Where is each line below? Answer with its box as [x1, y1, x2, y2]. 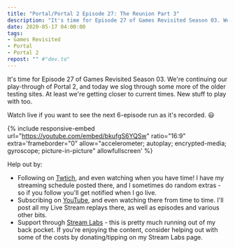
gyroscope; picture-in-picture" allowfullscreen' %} [7, 146, 153, 154]
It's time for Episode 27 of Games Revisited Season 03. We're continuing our [7, 75, 228, 83]
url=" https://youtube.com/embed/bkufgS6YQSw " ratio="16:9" [7, 131, 186, 140]
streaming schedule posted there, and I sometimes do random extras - [17, 181, 222, 189]
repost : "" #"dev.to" [7, 56, 71, 63]
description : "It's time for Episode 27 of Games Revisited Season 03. [7, 17, 220, 24]
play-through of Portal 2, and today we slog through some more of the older [7, 82, 226, 91]
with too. [7, 97, 33, 105]
